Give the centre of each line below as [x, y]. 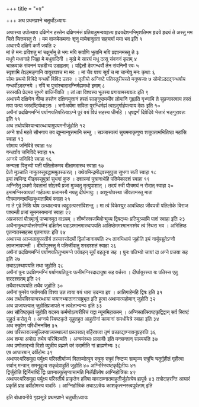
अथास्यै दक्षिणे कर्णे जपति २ [31, 46]
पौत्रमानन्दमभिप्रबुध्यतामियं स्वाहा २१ [38, 199]
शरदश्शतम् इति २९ [24, 279]
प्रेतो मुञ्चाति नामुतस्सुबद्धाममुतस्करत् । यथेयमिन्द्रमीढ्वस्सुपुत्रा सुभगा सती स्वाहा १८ [81, 172]
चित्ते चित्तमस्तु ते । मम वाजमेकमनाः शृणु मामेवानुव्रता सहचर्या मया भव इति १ [74, 39]
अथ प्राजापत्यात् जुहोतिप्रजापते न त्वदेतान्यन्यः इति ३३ [54, 305]
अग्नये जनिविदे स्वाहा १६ [29, 159]
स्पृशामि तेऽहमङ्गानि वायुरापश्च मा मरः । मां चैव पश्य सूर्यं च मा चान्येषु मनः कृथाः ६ [81, 72]
